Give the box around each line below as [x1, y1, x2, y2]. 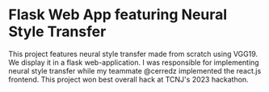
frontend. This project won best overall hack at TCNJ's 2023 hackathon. [8, 74, 249, 84]
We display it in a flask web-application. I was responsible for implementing [8, 58, 260, 67]
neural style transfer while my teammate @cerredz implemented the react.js [8, 66, 262, 75]
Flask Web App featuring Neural [8, 6, 228, 24]
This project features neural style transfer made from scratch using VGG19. [8, 49, 258, 58]
